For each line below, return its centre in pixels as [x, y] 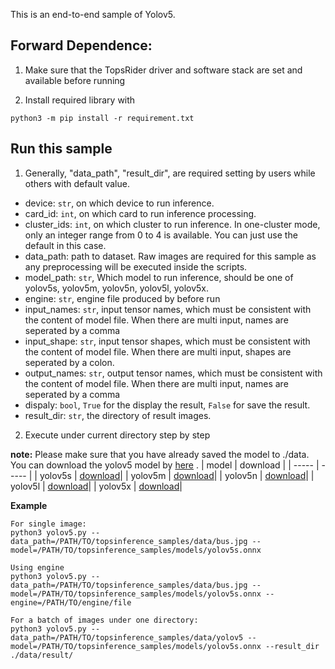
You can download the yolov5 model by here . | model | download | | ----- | [165, 465]
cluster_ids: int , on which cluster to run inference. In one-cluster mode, [172, 224]
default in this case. [65, 245]
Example [29, 505]
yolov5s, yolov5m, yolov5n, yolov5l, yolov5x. [117, 288]
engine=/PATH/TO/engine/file [71, 602]
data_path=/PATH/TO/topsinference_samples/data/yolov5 [127, 637]
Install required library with [80, 100]
